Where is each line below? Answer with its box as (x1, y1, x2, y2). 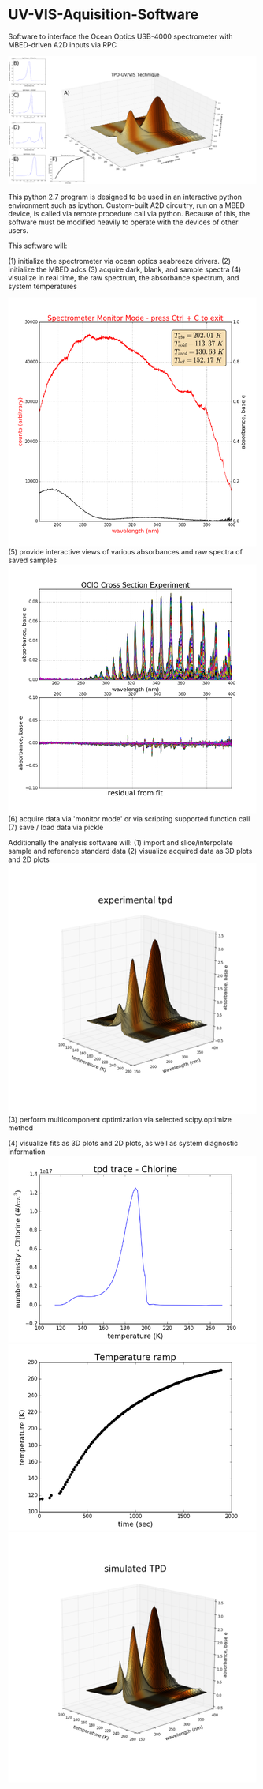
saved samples (8, 555, 57, 566)
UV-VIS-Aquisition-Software (8, 6, 199, 24)
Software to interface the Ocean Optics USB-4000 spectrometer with (8, 32, 233, 41)
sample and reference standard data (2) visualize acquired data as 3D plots (8, 847, 253, 856)
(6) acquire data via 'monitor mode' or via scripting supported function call (8, 814, 250, 824)
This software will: (8, 241, 68, 250)
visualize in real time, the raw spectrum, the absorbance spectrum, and (8, 273, 239, 283)
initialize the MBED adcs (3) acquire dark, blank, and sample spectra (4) (8, 265, 242, 274)
